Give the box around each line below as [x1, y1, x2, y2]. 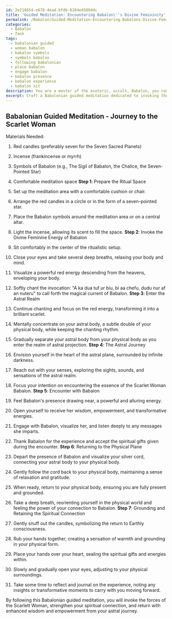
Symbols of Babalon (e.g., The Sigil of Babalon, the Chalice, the [13, 163, 147, 169]
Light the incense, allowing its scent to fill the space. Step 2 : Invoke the [13, 229, 163, 235]
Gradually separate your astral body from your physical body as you [13, 336, 157, 342]
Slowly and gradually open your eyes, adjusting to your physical [13, 566, 148, 572]
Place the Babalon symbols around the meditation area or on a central [13, 214, 160, 220]
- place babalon [10, 64, 45, 70]
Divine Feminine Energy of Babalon [13, 235, 87, 241]
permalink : [6, 17, 29, 22]
